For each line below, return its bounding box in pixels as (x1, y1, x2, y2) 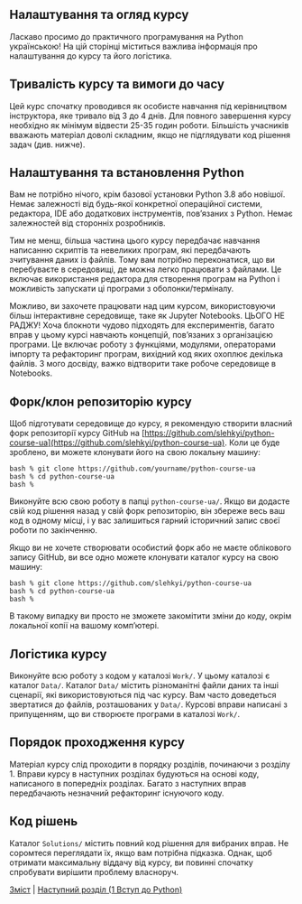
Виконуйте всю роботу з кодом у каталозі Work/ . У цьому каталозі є (9, 670, 270, 681)
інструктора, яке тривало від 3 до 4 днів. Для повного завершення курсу (9, 110, 291, 121)
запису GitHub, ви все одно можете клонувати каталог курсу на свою (9, 552, 279, 563)
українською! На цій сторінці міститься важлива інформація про (9, 41, 259, 51)
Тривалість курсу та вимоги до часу (9, 77, 225, 92)
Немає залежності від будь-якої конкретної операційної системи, (9, 199, 263, 210)
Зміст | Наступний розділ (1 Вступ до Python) (9, 884, 183, 895)
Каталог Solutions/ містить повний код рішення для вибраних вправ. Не (9, 837, 289, 848)
